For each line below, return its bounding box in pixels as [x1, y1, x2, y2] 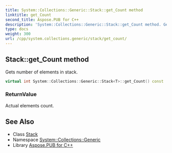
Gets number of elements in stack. [5, 69, 78, 75]
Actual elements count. [5, 102, 54, 108]
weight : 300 [5, 31, 31, 36]
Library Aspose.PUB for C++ [12, 142, 73, 148]
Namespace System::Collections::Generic [12, 137, 101, 143]
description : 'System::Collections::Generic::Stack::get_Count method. [5, 22, 161, 27]
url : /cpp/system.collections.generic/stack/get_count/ [5, 36, 127, 42]
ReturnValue [5, 91, 37, 98]
